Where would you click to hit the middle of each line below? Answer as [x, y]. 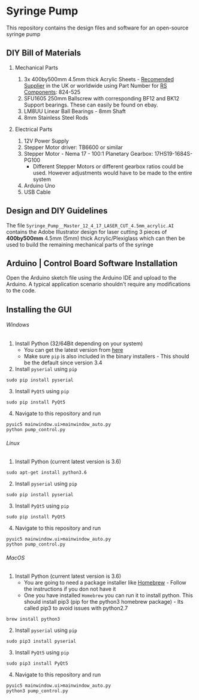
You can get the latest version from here [73, 349]
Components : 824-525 [52, 92]
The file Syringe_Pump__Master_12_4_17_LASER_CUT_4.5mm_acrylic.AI [90, 225]
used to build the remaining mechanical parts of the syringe [80, 244]
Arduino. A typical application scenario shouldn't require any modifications [98, 284]
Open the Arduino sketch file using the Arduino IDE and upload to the [91, 278]
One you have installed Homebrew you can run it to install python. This [108, 595]
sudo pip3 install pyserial [41, 642]
